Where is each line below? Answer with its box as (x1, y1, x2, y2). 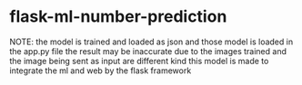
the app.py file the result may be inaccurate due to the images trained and (9, 45, 287, 56)
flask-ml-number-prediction (9, 6, 227, 27)
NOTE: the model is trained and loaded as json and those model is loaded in (9, 36, 294, 47)
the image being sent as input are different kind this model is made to (9, 55, 269, 66)
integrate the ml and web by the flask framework (9, 65, 192, 76)
